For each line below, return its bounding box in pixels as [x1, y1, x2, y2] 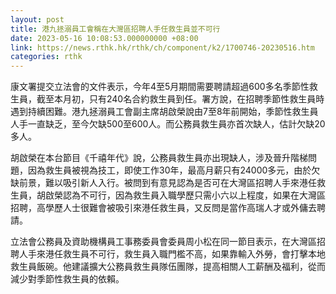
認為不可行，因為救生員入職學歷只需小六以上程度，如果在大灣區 [62, 189, 326, 201]
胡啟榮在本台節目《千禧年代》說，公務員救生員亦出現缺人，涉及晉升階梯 [10, 152, 308, 164]
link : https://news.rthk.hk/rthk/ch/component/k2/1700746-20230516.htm [10, 42, 315, 53]
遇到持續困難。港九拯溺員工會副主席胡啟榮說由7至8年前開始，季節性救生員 [10, 106, 319, 118]
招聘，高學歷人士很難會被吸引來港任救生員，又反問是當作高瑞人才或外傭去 [10, 202, 317, 214]
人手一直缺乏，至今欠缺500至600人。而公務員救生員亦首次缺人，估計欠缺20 [10, 118, 326, 130]
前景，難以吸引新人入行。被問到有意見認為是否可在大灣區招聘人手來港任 [18, 177, 317, 189]
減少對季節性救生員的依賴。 [10, 273, 125, 285]
